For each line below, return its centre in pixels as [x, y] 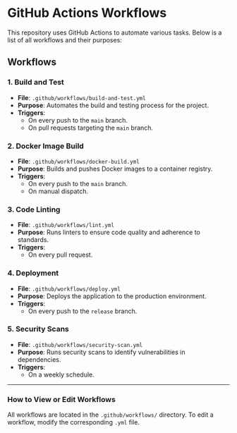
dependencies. [39, 359]
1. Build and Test [36, 83]
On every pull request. [60, 255]
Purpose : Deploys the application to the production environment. [112, 296]
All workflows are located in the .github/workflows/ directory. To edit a [110, 415]
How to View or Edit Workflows [62, 399]
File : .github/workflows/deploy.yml [69, 288]
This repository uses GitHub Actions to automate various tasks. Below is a [115, 32]
